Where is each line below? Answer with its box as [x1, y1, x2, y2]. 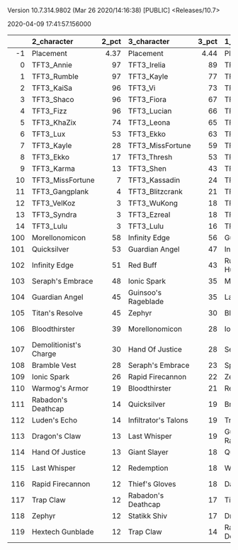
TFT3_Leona [127, 118, 171, 127]
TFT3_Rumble [31, 72, 79, 81]
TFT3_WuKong [127, 198, 178, 208]
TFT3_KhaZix [31, 118, 76, 127]
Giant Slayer [127, 447, 169, 456]
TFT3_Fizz [31, 106, 67, 116]
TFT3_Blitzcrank [127, 187, 183, 196]
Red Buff [127, 260, 157, 270]
